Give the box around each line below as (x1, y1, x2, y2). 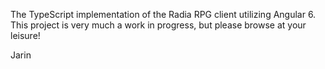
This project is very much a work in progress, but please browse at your (10, 19, 307, 31)
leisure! (10, 30, 41, 41)
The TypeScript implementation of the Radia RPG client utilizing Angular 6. (10, 9, 317, 20)
